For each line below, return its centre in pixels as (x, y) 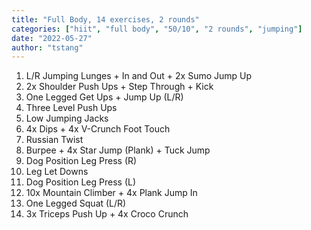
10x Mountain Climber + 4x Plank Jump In (111, 193)
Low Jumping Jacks (67, 118)
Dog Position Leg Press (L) (81, 182)
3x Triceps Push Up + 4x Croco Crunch (107, 214)
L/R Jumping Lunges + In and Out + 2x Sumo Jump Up (139, 76)
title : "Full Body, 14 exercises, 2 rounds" (105, 19)
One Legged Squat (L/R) (76, 203)
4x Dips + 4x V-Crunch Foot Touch (98, 129)
